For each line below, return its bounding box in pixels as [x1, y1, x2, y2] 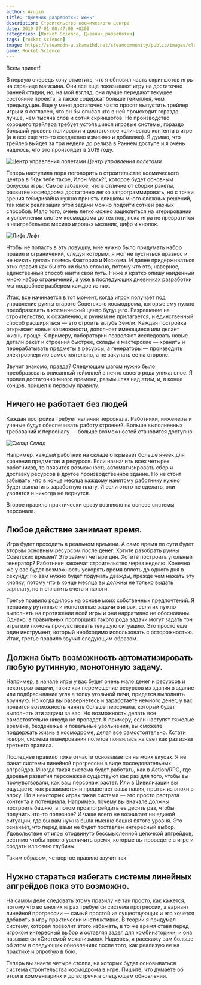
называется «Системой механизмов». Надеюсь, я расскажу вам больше [6, 935, 194, 942]
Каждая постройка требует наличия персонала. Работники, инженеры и [6, 415, 193, 422]
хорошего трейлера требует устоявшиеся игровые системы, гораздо [6, 121, 184, 128]
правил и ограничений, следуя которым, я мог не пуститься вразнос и [6, 250, 188, 257]
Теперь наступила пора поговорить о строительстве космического [6, 169, 179, 176]
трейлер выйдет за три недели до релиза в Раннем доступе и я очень [6, 139, 185, 147]
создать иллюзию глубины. [6, 843, 77, 850]
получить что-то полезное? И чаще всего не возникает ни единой [6, 811, 175, 818]
